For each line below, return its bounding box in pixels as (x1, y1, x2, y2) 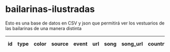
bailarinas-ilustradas (5, 3, 95, 15)
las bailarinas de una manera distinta (5, 25, 82, 31)
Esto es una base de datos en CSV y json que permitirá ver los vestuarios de (5, 20, 165, 26)
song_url (121, 40, 143, 47)
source (51, 40, 69, 47)
